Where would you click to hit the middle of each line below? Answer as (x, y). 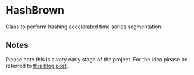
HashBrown (35, 10)
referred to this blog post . (37, 66)
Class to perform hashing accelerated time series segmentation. (84, 27)
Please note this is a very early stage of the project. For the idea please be (97, 59)
